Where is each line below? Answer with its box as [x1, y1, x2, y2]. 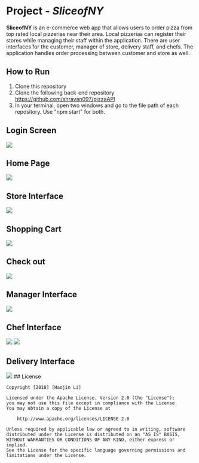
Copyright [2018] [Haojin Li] [6, 385, 82, 391]
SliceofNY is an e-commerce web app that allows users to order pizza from [6, 24, 193, 31]
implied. [6, 442, 28, 448]
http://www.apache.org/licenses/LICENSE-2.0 [17, 416, 130, 422]
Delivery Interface [6, 356, 75, 366]
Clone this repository [14, 83, 67, 90]
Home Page [6, 158, 50, 168]
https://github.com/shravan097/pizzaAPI [14, 95, 115, 102]
